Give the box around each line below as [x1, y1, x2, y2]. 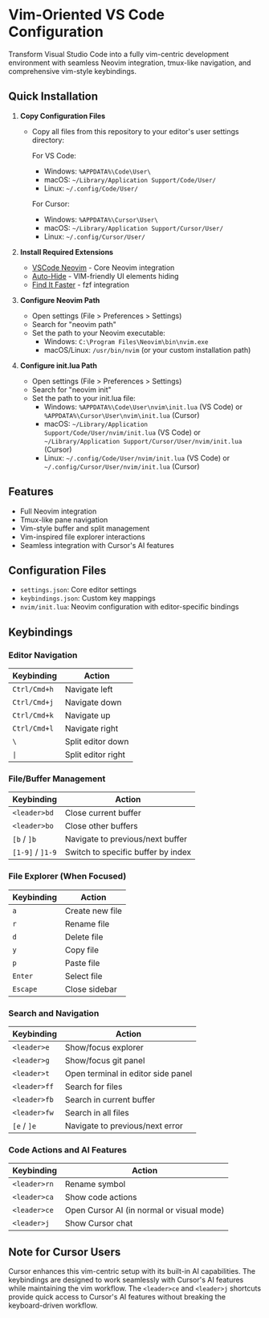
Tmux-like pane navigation [19, 514, 108, 524]
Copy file [64, 944, 99, 956]
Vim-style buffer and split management [19, 523, 150, 533]
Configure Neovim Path [19, 295, 100, 305]
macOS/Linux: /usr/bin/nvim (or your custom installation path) [43, 345, 251, 354]
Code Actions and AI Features [8, 1144, 127, 1155]
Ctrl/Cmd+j [12, 698, 54, 707]
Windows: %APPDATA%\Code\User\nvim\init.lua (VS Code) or [43, 402, 243, 411]
